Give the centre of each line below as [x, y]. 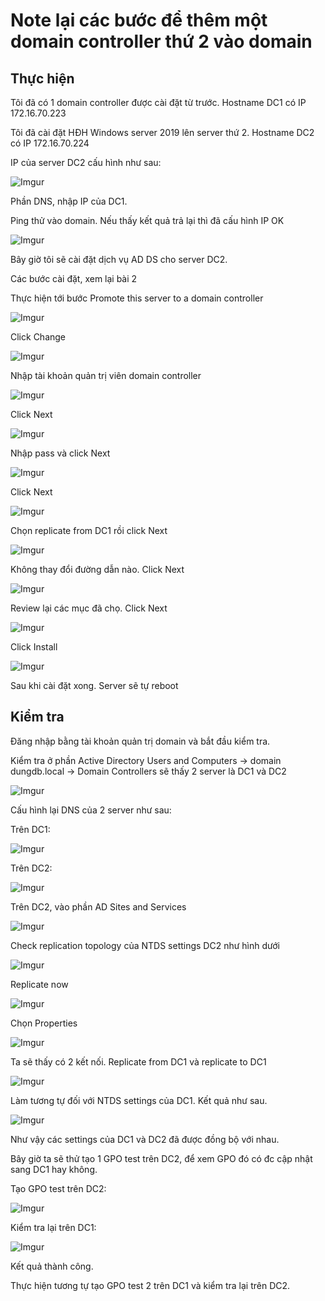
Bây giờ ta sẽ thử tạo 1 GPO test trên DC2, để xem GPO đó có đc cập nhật [161, 1158]
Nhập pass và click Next [60, 453]
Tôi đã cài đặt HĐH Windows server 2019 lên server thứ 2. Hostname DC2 [162, 132]
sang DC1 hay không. [54, 1169]
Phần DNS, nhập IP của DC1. [69, 201]
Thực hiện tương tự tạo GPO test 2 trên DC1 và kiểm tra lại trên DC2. [150, 1285]
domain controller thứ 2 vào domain [161, 41]
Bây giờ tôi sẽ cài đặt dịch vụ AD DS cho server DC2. [119, 259]
